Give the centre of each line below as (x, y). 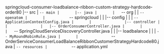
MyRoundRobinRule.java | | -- (62, 36)
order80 (13, 12)
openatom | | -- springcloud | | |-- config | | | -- (72, 17)
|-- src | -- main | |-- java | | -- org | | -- (83, 12)
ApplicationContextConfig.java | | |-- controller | (83, 22)
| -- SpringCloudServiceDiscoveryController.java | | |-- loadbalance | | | (81, 31)
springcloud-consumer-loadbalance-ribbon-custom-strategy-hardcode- (79, 7)
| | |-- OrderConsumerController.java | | (74, 26)
